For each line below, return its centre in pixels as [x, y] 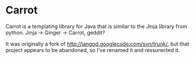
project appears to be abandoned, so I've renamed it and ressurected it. [93, 50]
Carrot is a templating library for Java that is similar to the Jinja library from [96, 26]
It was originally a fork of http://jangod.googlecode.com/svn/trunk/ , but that [97, 44]
